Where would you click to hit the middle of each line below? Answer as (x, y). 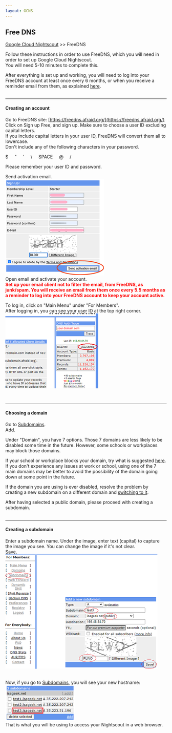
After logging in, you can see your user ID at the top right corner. (73, 310)
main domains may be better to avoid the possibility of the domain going (81, 471)
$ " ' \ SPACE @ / (38, 157)
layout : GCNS (19, 11)
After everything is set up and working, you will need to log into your (77, 75)
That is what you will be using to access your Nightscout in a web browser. (84, 725)
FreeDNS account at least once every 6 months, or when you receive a (80, 81)
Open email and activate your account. (46, 279)
